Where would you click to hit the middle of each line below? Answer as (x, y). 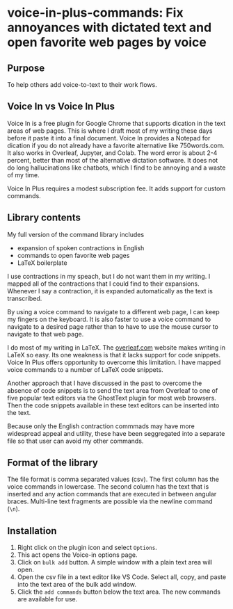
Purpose (26, 68)
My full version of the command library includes (76, 234)
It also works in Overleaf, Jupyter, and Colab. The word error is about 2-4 (112, 153)
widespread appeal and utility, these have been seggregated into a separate (116, 433)
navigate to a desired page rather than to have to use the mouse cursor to (113, 326)
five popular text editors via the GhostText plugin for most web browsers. (112, 398)
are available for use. (47, 599)
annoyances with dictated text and (110, 27)
